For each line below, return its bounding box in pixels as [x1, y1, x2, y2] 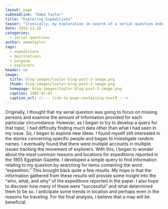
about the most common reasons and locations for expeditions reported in [5, 152, 158, 158]
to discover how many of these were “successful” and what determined [5, 183, 153, 190]
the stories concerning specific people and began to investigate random [5, 136, 154, 142]
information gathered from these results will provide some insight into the [5, 173, 156, 179]
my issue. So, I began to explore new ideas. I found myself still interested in [5, 130, 160, 136]
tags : [5, 44, 16, 49]
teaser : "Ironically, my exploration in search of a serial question [5, 21, 153, 26]
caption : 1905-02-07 [9, 91, 52, 96]
